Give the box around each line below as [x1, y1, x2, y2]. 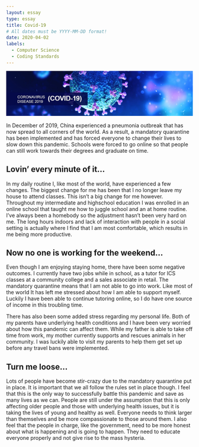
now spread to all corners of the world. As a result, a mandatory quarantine [6, 128, 190, 135]
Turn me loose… [6, 361, 68, 372]
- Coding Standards [11, 53, 60, 59]
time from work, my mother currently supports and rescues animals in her [6, 332, 186, 339]
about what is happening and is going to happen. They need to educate [6, 428, 181, 435]
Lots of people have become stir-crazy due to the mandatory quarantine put [6, 377, 192, 385]
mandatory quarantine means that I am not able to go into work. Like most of [6, 282, 193, 289]
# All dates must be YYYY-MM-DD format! [6, 29, 108, 34]
